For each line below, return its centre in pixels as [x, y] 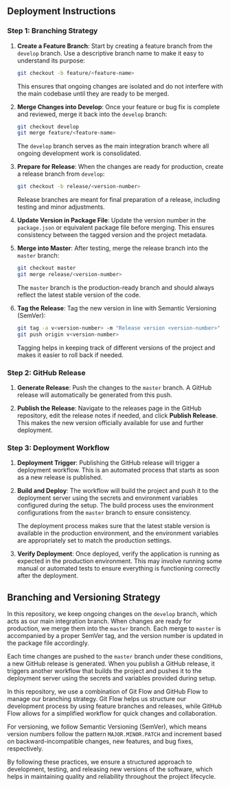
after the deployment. [48, 575]
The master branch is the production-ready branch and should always [116, 287]
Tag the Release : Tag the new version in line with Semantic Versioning [117, 308]
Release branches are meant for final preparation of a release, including [118, 200]
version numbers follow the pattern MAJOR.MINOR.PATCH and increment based [114, 734]
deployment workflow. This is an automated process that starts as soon [118, 470]
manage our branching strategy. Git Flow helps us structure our [97, 699]
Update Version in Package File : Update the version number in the [112, 220]
